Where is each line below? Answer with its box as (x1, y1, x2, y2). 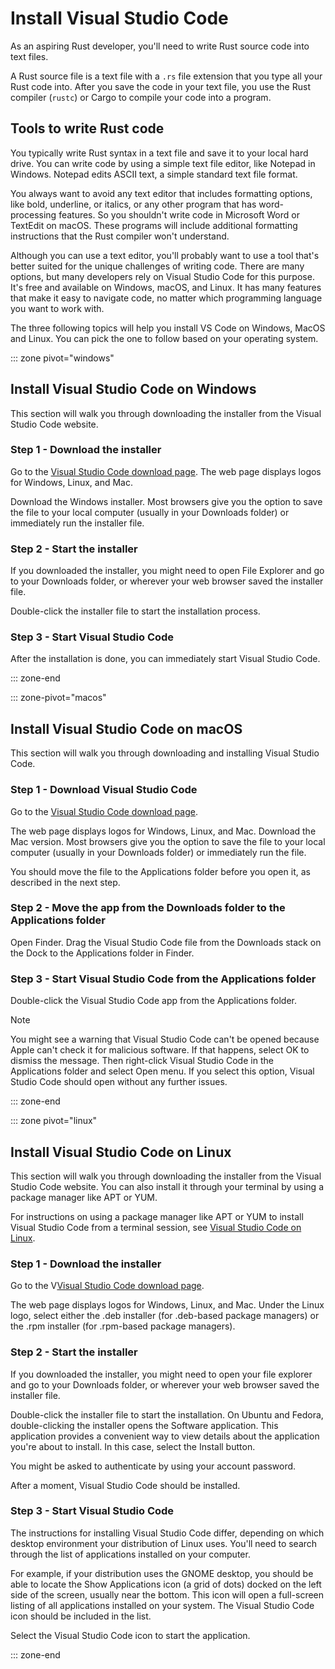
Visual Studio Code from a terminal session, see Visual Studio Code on (10, 1221, 302, 1233)
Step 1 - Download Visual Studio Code (10, 783, 198, 797)
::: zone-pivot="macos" (10, 692, 107, 704)
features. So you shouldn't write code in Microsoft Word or (58, 208, 300, 221)
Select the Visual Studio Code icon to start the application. (10, 1629, 251, 1641)
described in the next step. (10, 876, 121, 888)
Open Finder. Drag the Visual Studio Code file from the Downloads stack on (10, 936, 322, 948)
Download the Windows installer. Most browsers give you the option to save (10, 495, 323, 507)
